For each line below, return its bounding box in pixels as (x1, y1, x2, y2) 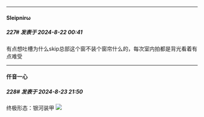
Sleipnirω (6, 14, 31, 21)
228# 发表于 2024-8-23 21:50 (6, 88, 83, 95)
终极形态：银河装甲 (6, 104, 55, 112)
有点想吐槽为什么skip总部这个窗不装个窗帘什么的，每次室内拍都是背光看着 (6, 45, 192, 52)
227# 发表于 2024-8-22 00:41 (6, 28, 83, 36)
